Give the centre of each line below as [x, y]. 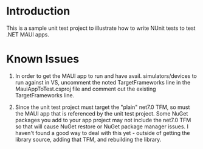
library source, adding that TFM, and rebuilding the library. [88, 139]
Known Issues [43, 59]
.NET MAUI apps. [28, 34]
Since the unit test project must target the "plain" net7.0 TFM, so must [102, 107]
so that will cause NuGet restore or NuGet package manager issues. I [101, 126]
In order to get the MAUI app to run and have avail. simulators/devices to [106, 76]
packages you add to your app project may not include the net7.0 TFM [103, 120]
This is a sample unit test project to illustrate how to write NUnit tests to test [101, 28]
